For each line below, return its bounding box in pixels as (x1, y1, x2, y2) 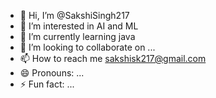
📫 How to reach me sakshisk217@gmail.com (19, 53, 207, 64)
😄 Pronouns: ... (19, 67, 85, 79)
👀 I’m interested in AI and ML (19, 20, 139, 32)
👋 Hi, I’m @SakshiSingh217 (19, 10, 130, 21)
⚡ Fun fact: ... (19, 78, 75, 90)
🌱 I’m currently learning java (19, 31, 136, 42)
